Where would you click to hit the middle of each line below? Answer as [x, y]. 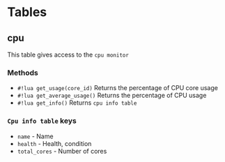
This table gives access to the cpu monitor [68, 54]
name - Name [35, 136]
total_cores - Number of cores [62, 151]
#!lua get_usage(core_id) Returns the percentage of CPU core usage [117, 88]
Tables [27, 12]
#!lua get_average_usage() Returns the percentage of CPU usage [112, 96]
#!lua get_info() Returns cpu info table [77, 103]
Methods [23, 73]
